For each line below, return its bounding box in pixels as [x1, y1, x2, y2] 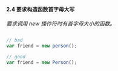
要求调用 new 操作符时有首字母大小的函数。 [6, 20, 116, 27]
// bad [6, 37, 23, 43]
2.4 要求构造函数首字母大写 [6, 5, 75, 13]
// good [6, 54, 26, 60]
